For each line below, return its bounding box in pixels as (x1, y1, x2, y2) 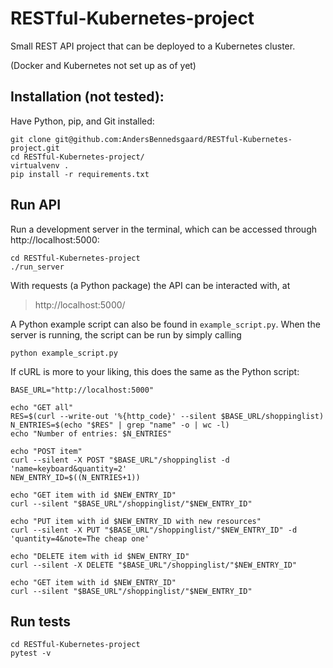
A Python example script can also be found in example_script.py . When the (10, 318, 321, 330)
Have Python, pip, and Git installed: (10, 115, 155, 127)
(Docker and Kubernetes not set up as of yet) (10, 59, 197, 71)
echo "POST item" (10, 446, 83, 456)
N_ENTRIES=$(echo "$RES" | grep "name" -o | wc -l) (10, 420, 230, 430)
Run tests (10, 613, 71, 630)
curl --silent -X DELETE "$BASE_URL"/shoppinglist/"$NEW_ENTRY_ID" (10, 560, 298, 570)
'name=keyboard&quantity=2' (10, 463, 128, 474)
